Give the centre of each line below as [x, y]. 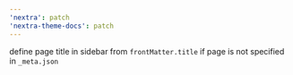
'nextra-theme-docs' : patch [62, 26]
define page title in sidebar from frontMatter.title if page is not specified [147, 51]
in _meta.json [34, 61]
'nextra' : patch [39, 17]
